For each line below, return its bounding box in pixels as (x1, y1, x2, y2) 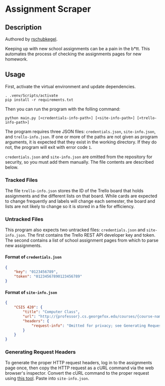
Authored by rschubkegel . (5, 36, 58, 42)
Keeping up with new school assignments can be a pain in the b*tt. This (5, 46, 150, 51)
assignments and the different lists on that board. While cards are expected (5, 193, 158, 199)
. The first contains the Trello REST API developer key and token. (25, 232, 156, 238)
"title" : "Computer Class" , (23, 310, 80, 315)
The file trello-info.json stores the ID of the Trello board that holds (5, 188, 144, 194)
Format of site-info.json (5, 289, 57, 295)
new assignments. (5, 243, 42, 248)
